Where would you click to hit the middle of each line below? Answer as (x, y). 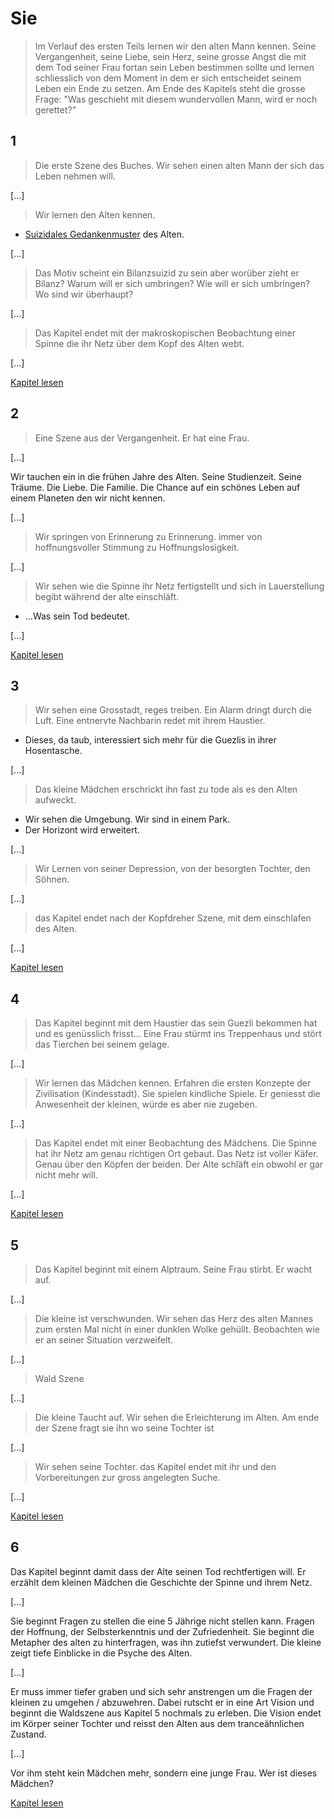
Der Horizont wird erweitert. (82, 830)
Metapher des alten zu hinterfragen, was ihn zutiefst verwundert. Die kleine (166, 1642)
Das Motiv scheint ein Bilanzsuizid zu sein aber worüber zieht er (167, 273)
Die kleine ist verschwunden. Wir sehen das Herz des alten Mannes (174, 1318)
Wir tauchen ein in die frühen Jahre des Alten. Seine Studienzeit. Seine (156, 476)
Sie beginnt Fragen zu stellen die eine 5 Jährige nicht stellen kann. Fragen (162, 1621)
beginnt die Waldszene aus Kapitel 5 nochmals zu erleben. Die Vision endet (166, 1713)
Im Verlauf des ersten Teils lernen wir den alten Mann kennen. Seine (175, 46)
